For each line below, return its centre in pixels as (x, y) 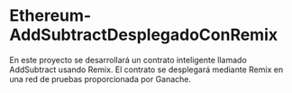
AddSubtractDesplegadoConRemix (143, 35)
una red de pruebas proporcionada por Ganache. (100, 79)
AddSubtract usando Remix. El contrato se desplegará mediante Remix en (146, 70)
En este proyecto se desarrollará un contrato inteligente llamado (128, 60)
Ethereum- (50, 16)
